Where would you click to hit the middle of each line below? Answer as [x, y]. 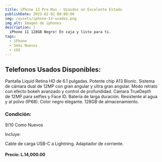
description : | [20, 28]
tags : [10, 37]
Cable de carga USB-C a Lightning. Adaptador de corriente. [65, 144]
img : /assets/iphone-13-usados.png [41, 18]
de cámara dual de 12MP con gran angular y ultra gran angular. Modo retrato [81, 86]
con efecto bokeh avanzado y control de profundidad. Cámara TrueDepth [78, 91]
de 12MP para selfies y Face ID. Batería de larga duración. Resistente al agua [81, 97]
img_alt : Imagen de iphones [33, 23]
